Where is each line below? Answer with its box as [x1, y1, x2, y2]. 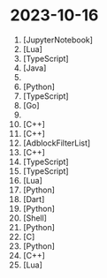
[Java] [22, 63, 47, 73]
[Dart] [22, 193, 45, 204]
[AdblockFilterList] [22, 138, 91, 148]
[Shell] [22, 213, 48, 223]
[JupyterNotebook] [22, 34, 94, 45]
